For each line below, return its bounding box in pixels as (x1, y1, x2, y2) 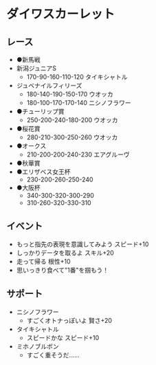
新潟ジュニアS (16, 64, 56, 72)
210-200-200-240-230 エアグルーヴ (26, 150, 130, 159)
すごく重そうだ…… (26, 351, 80, 359)
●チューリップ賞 (16, 108, 65, 115)
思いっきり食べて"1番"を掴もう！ (16, 266, 109, 274)
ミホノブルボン (16, 342, 59, 351)
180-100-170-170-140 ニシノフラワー (26, 99, 131, 107)
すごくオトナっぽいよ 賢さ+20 (26, 316, 113, 324)
